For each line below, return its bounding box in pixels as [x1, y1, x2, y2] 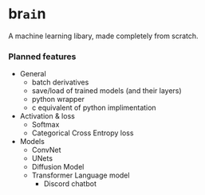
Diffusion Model [31, 162, 85, 172]
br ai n [8, 5, 46, 23]
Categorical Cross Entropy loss [31, 128, 134, 138]
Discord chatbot [43, 179, 97, 189]
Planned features [8, 51, 77, 62]
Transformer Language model [31, 170, 130, 180]
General [19, 69, 46, 79]
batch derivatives [31, 77, 89, 88]
